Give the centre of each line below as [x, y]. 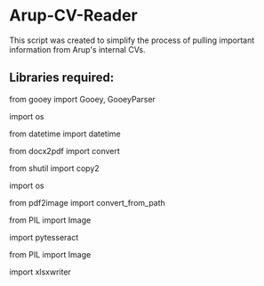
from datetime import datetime [65, 134]
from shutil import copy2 [54, 168]
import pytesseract [44, 237]
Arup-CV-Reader [73, 16]
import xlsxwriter [40, 272]
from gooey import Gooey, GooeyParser [82, 99]
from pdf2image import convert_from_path [88, 202]
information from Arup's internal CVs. [77, 49]
